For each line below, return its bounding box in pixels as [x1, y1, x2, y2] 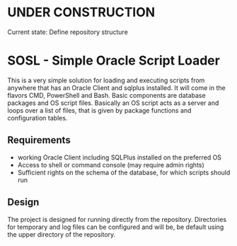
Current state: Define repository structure [7, 28, 129, 36]
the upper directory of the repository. [7, 230, 116, 238]
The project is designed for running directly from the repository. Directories [7, 215, 227, 223]
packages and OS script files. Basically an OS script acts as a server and [7, 99, 219, 107]
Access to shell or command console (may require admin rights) [17, 160, 205, 169]
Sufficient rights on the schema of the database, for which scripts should [17, 168, 231, 177]
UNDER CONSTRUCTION [7, 4, 156, 21]
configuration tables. [7, 113, 68, 122]
